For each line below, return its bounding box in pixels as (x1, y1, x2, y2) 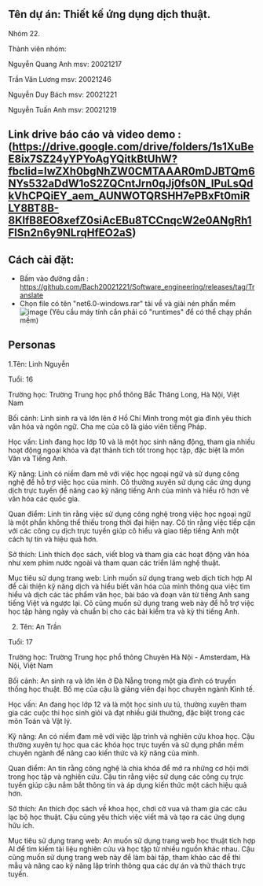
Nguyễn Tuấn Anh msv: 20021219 (8, 105, 117, 114)
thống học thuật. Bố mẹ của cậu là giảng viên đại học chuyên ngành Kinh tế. (8, 684, 255, 693)
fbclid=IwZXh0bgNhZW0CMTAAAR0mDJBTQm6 (8, 164, 255, 178)
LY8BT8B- (8, 201, 60, 215)
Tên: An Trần (19, 622, 61, 631)
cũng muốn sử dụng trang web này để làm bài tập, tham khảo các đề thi (8, 852, 241, 862)
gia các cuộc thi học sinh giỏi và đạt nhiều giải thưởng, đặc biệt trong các (8, 707, 246, 717)
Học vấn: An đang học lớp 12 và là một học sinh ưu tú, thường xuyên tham (8, 700, 247, 709)
